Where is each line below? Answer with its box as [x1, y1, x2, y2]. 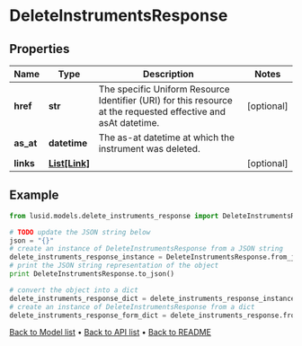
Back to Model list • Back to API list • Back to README [9, 327, 211, 338]
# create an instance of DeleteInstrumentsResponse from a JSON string [9, 244, 283, 253]
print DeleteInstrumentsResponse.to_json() [9, 270, 175, 279]
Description [142, 68, 195, 80]
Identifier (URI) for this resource [98, 94, 234, 106]
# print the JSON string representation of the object [9, 262, 219, 271]
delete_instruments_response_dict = [9, 294, 147, 303]
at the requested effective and [98, 105, 226, 118]
